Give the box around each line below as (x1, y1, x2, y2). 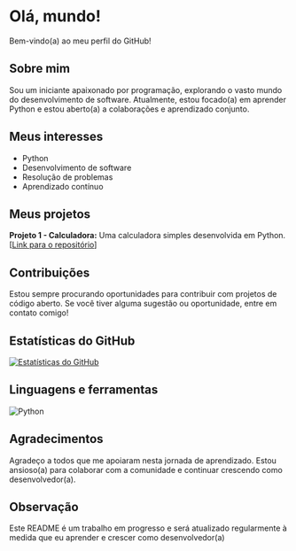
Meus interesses (9, 129, 104, 144)
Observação (9, 500, 79, 515)
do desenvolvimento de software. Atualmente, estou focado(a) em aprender (9, 94, 286, 105)
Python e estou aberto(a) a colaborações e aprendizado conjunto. (9, 104, 250, 114)
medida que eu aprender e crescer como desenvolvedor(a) (9, 532, 225, 543)
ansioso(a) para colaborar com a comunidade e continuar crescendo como (9, 464, 284, 475)
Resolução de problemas (21, 171, 113, 182)
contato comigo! (9, 307, 69, 318)
